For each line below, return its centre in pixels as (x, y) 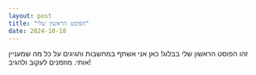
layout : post (30, 16)
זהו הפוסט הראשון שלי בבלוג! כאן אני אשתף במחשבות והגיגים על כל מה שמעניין (128, 54)
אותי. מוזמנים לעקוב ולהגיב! (50, 62)
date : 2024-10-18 (37, 31)
